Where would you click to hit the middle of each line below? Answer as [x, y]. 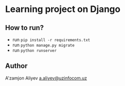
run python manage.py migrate [43, 45]
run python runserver [34, 50]
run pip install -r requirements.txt [51, 39]
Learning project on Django [63, 9]
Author [16, 66]
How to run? [24, 28]
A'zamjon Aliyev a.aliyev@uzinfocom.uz [46, 78]
